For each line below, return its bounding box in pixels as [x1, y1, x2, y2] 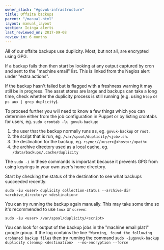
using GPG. [5, 53, 28, 59]
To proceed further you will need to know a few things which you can [5, 108, 145, 114]
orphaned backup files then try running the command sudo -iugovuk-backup [5, 235, 160, 241]
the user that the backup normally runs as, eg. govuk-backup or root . [12, 128, 150, 134]
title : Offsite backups [5, 12, 54, 17]
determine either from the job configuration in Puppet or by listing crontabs [5, 113, 157, 119]
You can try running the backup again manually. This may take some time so [5, 201, 160, 207]
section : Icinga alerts [5, 26, 54, 31]
